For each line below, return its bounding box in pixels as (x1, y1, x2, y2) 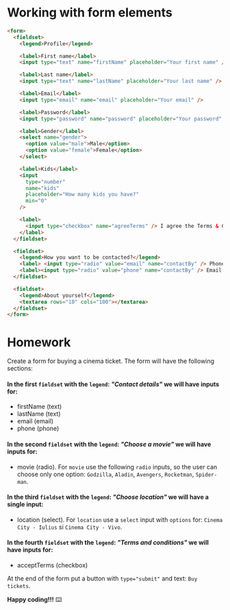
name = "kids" (25, 185, 60, 191)
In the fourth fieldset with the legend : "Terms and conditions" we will (7, 539, 209, 547)
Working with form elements (7, 5, 172, 21)
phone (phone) (16, 424, 60, 433)
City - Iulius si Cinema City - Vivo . (16, 523, 123, 531)
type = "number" (25, 178, 66, 185)
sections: (7, 364, 33, 373)
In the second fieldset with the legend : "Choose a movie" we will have (7, 441, 212, 449)
